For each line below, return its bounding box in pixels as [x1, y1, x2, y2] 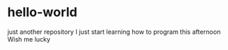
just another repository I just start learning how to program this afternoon [7, 27, 222, 36]
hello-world [7, 4, 78, 20]
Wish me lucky [7, 35, 51, 43]
